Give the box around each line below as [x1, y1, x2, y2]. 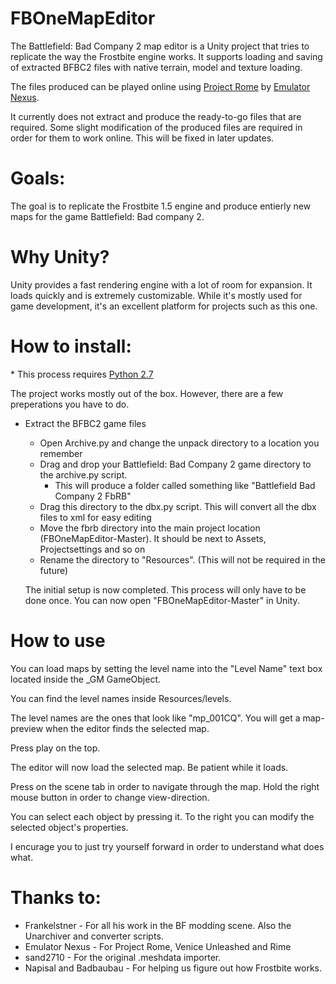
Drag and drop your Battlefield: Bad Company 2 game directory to [39, 458, 312, 470]
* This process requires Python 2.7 [10, 368, 154, 380]
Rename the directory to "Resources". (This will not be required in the [39, 553, 326, 566]
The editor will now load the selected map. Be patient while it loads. [10, 761, 289, 773]
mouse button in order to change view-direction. [10, 791, 210, 803]
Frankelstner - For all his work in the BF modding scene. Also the [24, 919, 292, 931]
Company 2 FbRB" [54, 490, 132, 502]
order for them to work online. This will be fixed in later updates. [10, 132, 275, 144]
